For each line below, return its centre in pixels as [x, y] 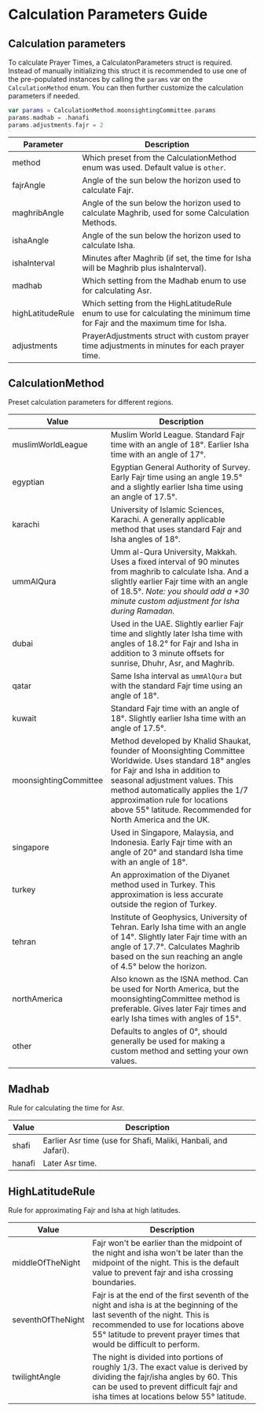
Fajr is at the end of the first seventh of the [170, 1295]
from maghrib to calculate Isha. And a [180, 572]
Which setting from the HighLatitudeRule [157, 303]
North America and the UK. [160, 820]
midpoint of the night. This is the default [166, 1263]
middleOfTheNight [46, 1263]
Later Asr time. [70, 1163]
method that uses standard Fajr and [176, 529]
